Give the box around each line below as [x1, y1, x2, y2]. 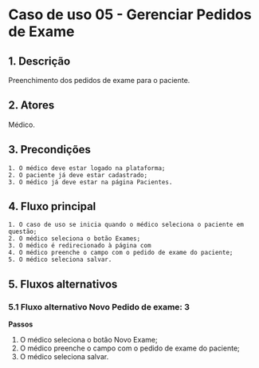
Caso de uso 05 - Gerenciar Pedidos [8, 6, 253, 24]
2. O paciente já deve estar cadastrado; [8, 171, 148, 179]
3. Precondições [8, 143, 92, 156]
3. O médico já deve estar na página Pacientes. [8, 178, 173, 186]
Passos [8, 319, 33, 329]
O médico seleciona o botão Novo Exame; [19, 335, 158, 345]
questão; [8, 228, 37, 236]
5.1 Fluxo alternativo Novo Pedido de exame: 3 [8, 301, 190, 312]
